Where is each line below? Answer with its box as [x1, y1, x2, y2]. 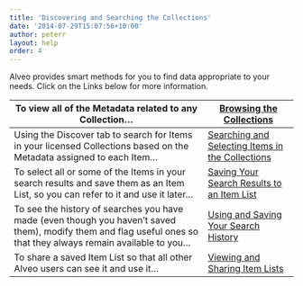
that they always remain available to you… [14, 237, 191, 249]
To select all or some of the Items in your [14, 165, 187, 178]
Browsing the [219, 103, 278, 115]
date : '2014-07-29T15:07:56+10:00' [9, 22, 143, 31]
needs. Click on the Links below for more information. [9, 81, 209, 92]
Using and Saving [207, 209, 282, 221]
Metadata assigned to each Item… [14, 151, 159, 164]
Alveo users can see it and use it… [14, 263, 160, 275]
